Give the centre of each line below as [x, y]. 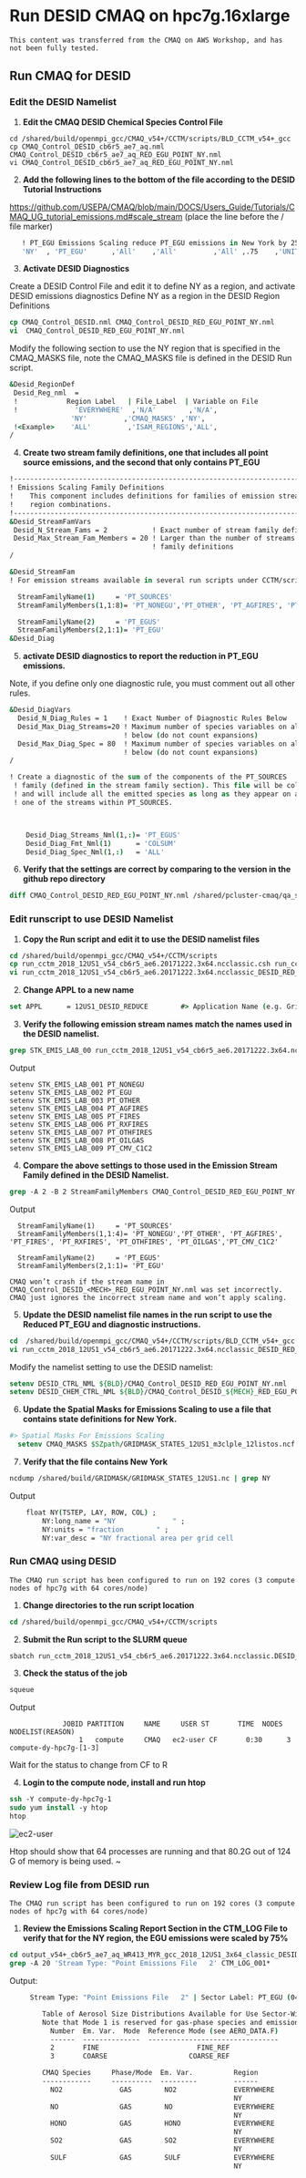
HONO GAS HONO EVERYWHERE [162, 2124]
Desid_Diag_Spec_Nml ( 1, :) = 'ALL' [96, 852]
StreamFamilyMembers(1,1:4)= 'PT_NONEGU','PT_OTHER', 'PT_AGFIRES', [150, 1234]
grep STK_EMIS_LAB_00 [51, 1051]
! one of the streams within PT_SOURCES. [93, 802]
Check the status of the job [75, 1673]
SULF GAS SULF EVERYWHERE [162, 2157]
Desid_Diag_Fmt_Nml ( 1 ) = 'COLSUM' [102, 843]
